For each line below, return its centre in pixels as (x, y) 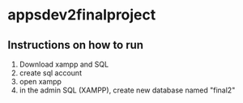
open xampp (40, 82)
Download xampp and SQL (64, 64)
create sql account (51, 73)
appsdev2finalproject (82, 15)
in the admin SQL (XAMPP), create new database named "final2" (127, 90)
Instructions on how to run (75, 45)
